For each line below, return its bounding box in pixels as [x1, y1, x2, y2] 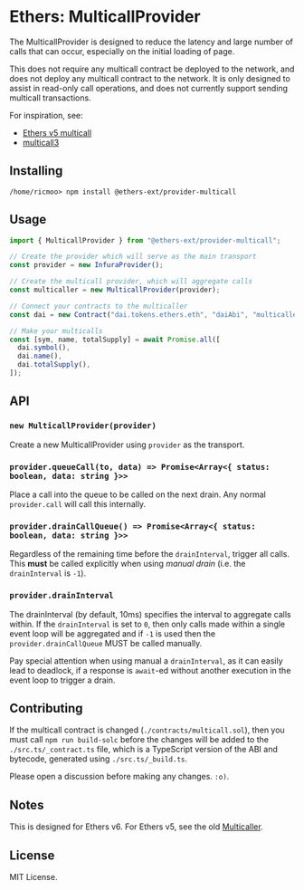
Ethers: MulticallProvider [9, 6, 201, 27]
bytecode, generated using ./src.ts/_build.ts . [9, 753, 188, 764]
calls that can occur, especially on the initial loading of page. [9, 45, 235, 56]
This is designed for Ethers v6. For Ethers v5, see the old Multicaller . [9, 821, 264, 832]
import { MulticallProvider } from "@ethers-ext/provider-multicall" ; [9, 235, 281, 245]
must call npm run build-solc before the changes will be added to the [9, 734, 270, 745]
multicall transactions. [9, 92, 92, 103]
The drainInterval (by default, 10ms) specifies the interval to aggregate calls [9, 608, 291, 619]
